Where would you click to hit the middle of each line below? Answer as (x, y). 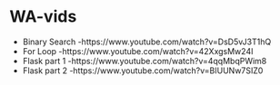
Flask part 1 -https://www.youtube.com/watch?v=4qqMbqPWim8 (145, 61)
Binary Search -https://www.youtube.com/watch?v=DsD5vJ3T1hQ (147, 42)
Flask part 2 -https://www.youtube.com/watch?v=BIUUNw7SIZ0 (143, 71)
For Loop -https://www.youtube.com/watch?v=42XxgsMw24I (138, 51)
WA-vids (43, 17)
